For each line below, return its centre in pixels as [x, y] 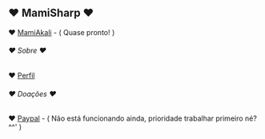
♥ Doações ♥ [32, 93]
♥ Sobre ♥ [27, 50]
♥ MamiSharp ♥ [51, 13]
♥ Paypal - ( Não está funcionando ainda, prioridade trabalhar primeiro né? [133, 118]
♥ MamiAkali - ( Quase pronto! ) [62, 32]
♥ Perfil [22, 76]
